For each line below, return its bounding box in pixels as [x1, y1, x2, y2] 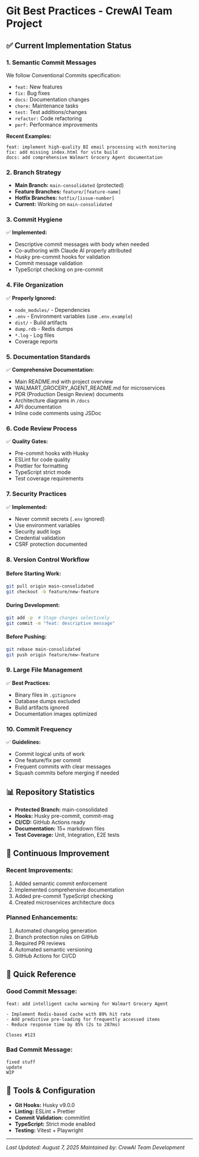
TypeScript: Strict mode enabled [14, 1120, 96, 1127]
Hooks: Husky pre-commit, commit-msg [14, 812, 114, 819]
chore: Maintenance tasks [14, 102, 79, 109]
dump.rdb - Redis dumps [14, 325, 73, 332]
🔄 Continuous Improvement [6, 848, 110, 859]
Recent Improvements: [6, 866, 73, 874]
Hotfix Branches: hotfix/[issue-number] [14, 194, 115, 201]
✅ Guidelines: [6, 738, 41, 746]
